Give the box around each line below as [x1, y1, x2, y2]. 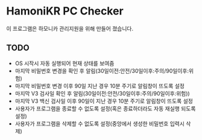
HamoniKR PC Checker [6, 4, 124, 18]
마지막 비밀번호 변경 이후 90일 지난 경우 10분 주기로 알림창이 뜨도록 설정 [14, 82, 185, 89]
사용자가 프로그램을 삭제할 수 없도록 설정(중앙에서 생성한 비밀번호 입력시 [14, 119, 185, 127]
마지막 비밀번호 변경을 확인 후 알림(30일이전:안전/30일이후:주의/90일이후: [14, 67, 189, 74]
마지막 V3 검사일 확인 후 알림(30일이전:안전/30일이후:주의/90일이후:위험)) [14, 89, 190, 97]
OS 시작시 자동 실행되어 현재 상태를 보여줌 [14, 59, 115, 67]
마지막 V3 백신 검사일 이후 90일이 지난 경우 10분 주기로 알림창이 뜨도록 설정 [14, 97, 193, 104]
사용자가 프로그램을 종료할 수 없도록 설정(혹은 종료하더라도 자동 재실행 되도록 [14, 104, 196, 112]
